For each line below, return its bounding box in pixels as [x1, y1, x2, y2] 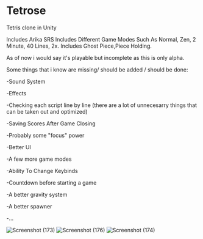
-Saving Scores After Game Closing [6, 120, 96, 127]
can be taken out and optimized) [6, 108, 88, 115]
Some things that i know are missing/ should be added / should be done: [6, 65, 188, 73]
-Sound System [6, 78, 46, 85]
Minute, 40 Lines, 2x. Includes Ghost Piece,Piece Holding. [6, 42, 152, 50]
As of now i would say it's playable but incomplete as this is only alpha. [6, 54, 185, 61]
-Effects [6, 89, 27, 97]
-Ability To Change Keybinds [6, 167, 78, 174]
